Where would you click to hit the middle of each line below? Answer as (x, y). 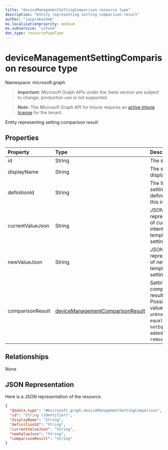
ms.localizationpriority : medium (40, 24)
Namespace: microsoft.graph (35, 82)
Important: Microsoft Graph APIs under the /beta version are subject (88, 92)
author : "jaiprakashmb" (30, 19)
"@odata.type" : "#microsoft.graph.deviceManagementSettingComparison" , (86, 411)
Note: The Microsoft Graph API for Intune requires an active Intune (86, 107)
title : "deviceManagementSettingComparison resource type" (68, 10)
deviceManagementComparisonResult (100, 311)
